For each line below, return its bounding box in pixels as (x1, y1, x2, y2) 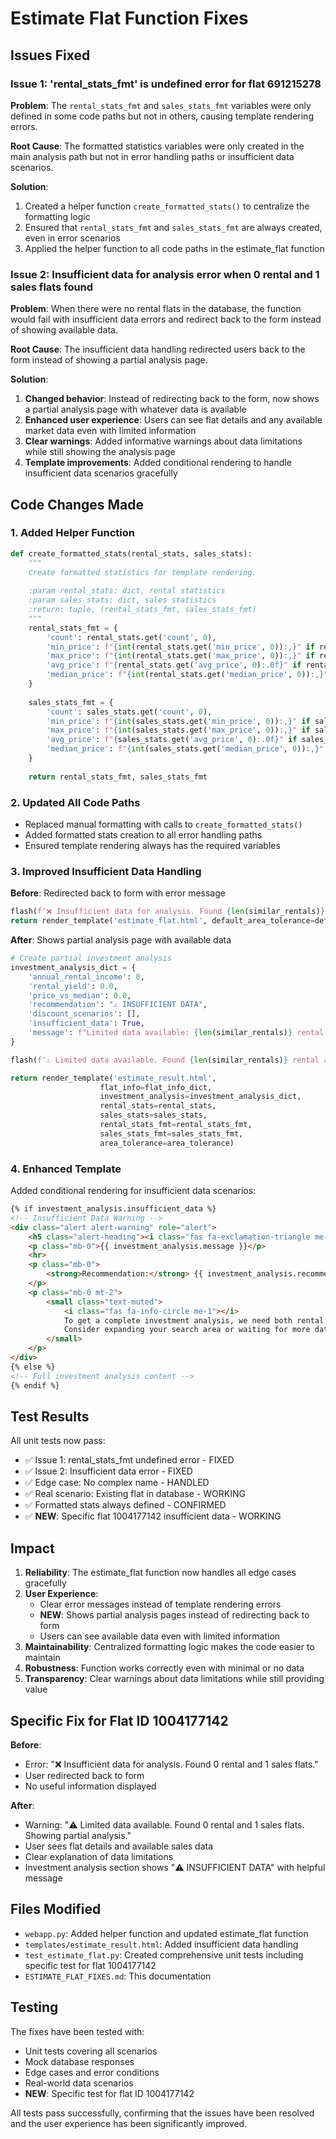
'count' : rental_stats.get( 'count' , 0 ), (46, 632, 217, 642)
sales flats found (10, 280, 94, 294)
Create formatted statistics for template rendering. (28, 567, 257, 577)
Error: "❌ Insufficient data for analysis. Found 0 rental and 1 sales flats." (24, 1758, 319, 1770)
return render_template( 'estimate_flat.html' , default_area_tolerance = (10, 916, 315, 926)
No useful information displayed (24, 1780, 157, 1792)
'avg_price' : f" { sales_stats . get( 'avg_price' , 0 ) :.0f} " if (46, 735, 298, 745)
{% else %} (10, 1362, 56, 1372)
